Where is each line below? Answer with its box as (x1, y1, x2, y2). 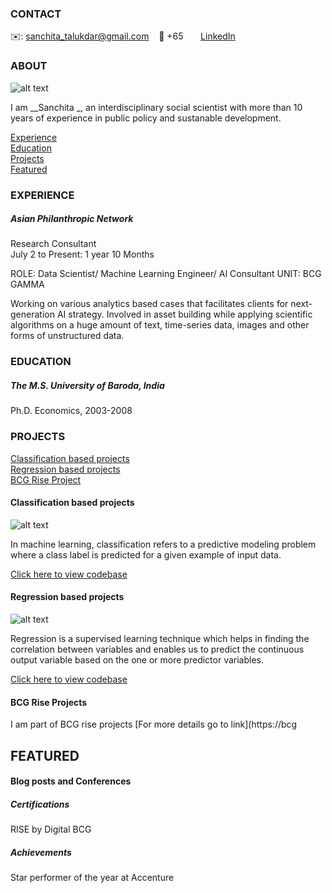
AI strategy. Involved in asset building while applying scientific (56, 308, 313, 321)
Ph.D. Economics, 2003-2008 (10, 405, 133, 417)
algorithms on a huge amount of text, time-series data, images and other (10, 319, 310, 331)
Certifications (10, 798, 70, 810)
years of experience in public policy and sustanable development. (10, 112, 282, 124)
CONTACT (10, 7, 62, 21)
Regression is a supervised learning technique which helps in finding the (10, 633, 310, 645)
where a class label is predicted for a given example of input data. (10, 548, 282, 561)
